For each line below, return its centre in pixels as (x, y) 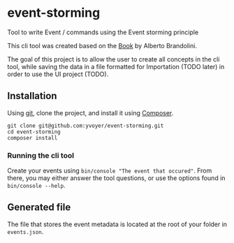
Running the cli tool (41, 155)
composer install (32, 138)
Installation (32, 96)
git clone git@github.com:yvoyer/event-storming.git (86, 126)
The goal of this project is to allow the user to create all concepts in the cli (114, 59)
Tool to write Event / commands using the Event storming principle (103, 32)
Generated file (39, 207)
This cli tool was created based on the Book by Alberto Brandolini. (102, 45)
